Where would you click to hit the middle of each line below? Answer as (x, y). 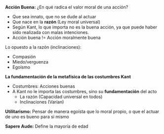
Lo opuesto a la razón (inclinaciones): (43, 47)
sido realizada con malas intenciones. (50, 32)
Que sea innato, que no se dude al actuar (54, 17)
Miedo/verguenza (30, 62)
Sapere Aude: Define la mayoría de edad (47, 126)
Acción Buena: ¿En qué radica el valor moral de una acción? (67, 7)
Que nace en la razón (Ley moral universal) (56, 22)
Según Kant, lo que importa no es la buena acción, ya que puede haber (84, 27)
